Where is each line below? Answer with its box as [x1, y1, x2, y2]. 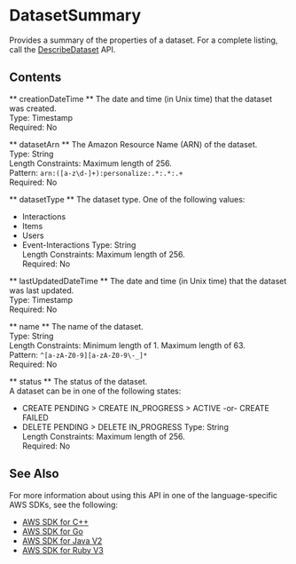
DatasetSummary [9, 5, 142, 26]
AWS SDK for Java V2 [21, 535, 103, 546]
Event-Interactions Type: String [21, 239, 136, 250]
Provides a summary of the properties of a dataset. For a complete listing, [9, 35, 278, 45]
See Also [9, 466, 59, 481]
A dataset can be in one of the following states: [9, 385, 182, 396]
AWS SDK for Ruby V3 [21, 544, 104, 555]
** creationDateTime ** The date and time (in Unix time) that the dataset [9, 93, 273, 104]
